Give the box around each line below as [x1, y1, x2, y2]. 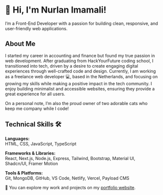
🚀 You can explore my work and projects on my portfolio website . [5, 184, 136, 190]
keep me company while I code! [5, 106, 69, 111]
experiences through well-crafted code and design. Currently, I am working [5, 68, 156, 74]
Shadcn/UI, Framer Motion [5, 160, 58, 166]
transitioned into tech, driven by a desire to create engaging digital [5, 63, 139, 69]
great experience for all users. [5, 91, 66, 97]
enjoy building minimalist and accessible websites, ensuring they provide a [5, 86, 155, 91]
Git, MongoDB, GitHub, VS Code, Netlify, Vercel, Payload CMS [5, 175, 130, 181]
